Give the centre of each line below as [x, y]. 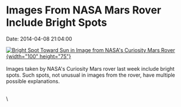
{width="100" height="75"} [39, 56]
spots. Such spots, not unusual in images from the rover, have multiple [90, 75]
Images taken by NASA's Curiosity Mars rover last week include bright [90, 68]
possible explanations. [33, 81]
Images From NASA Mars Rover [84, 10]
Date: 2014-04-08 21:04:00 [39, 39]
